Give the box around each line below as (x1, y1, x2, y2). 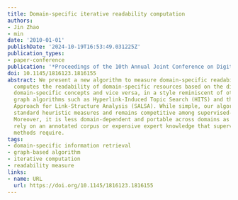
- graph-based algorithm (7, 149, 81, 156)
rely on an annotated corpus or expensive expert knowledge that (13, 122, 211, 130)
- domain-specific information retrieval (7, 143, 132, 150)
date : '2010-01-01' (7, 37, 65, 44)
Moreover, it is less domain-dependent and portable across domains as (13, 116, 230, 123)
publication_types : (7, 50, 65, 57)
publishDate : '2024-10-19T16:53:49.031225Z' (7, 43, 141, 50)
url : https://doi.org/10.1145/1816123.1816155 (13, 182, 154, 189)
